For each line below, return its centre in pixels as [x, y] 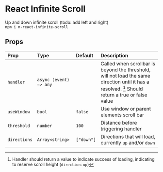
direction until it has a [125, 82]
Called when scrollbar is [128, 63]
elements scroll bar [122, 115]
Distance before [119, 123]
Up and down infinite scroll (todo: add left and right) [57, 22]
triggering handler [121, 129]
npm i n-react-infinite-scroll [37, 27]
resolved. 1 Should [122, 88]
